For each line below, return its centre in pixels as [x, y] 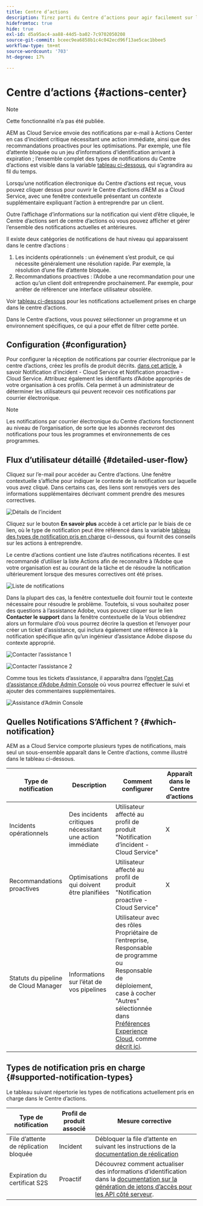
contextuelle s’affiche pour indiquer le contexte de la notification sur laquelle [101, 481]
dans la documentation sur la [136, 1179]
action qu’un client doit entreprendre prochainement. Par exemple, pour [104, 283]
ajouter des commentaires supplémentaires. [61, 691]
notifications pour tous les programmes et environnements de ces [88, 434]
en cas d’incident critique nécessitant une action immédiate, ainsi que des [98, 139]
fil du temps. [22, 171]
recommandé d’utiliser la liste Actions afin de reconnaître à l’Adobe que [95, 561]
